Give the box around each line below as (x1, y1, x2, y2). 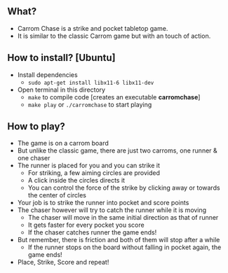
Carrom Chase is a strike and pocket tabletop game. (17, 24, 168, 32)
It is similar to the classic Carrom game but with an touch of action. (17, 31, 211, 40)
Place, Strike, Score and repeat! (17, 258, 109, 267)
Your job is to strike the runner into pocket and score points (17, 199, 189, 207)
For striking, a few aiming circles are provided (27, 169, 160, 177)
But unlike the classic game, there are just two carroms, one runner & (17, 146, 217, 155)
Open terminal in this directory (17, 85, 106, 94)
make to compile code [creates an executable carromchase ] (27, 92, 201, 101)
